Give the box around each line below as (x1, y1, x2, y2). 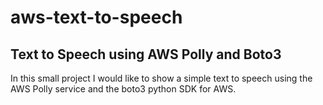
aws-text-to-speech (10, 6, 183, 29)
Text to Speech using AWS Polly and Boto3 (10, 46, 282, 63)
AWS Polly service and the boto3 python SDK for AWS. (10, 83, 237, 95)
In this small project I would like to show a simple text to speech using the (10, 72, 313, 84)
